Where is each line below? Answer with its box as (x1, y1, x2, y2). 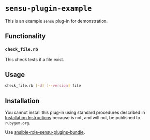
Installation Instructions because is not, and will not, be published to (5, 115, 140, 121)
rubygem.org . (5, 120, 30, 126)
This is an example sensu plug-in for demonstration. (5, 18, 108, 24)
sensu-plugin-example (5, 4, 92, 13)
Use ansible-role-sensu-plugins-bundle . (5, 129, 85, 135)
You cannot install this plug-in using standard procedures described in (5, 109, 145, 115)
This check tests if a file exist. (5, 56, 64, 62)
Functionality (5, 32, 46, 40)
